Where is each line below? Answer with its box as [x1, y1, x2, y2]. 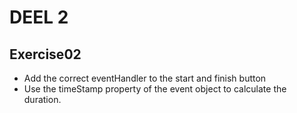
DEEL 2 [9, 6, 69, 29]
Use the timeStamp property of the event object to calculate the [23, 83, 287, 95]
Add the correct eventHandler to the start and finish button [23, 72, 267, 84]
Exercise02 [9, 46, 82, 63]
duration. [23, 94, 62, 105]
